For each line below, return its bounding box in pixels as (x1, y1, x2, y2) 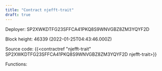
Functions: (5, 61, 28, 67)
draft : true (5, 12, 31, 17)
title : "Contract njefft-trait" (5, 7, 74, 13)
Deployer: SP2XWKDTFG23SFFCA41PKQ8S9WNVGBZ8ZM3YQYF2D (5, 26, 150, 32)
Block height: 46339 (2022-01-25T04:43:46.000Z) (5, 36, 112, 42)
